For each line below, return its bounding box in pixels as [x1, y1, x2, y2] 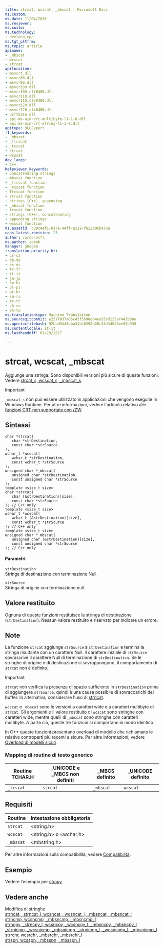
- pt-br [5, 290, 21, 294]
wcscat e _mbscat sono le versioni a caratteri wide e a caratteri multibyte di [5, 704, 154, 710]
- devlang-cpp [5, 35, 34, 40]
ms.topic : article [5, 44, 42, 49]
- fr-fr [5, 267, 21, 272]
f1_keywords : [5, 130, 32, 135]
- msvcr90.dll [5, 80, 34, 85]
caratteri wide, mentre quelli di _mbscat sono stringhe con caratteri [5, 714, 139, 720]
